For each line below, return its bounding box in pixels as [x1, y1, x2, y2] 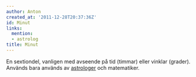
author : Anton [6, 8, 42, 15]
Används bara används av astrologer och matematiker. [6, 64, 140, 71]
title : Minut [6, 42, 39, 48]
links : [6, 25, 23, 31]
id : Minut [6, 20, 31, 25]
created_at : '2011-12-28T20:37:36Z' [6, 14, 97, 20]
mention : [11, 31, 33, 37]
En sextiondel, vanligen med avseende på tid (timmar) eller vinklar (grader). [6, 57, 191, 65]
